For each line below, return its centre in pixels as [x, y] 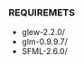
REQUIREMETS [42, 13]
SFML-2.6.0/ [45, 51]
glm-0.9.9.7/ [45, 41]
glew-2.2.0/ [43, 32]
